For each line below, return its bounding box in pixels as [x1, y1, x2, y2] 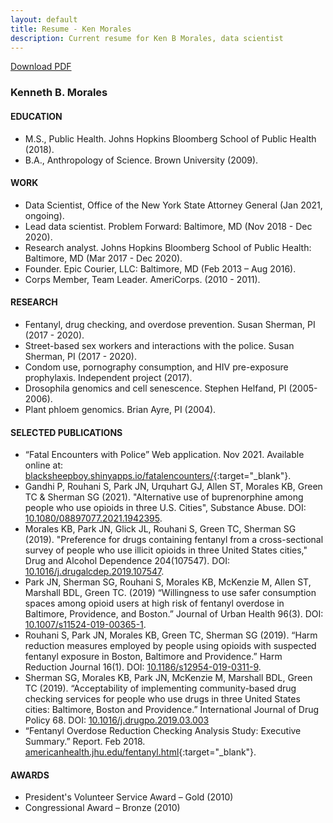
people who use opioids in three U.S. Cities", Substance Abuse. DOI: [24, 502, 307, 514]
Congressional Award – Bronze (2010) [24, 802, 181, 814]
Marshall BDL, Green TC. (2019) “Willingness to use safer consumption [24, 587, 317, 599]
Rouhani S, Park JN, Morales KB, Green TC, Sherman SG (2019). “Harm [24, 629, 318, 641]
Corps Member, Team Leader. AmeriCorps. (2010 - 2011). [24, 273, 261, 285]
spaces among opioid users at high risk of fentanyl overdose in [24, 597, 285, 610]
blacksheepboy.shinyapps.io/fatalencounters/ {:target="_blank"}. [24, 470, 292, 482]
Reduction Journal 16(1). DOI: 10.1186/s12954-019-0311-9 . [24, 661, 262, 673]
